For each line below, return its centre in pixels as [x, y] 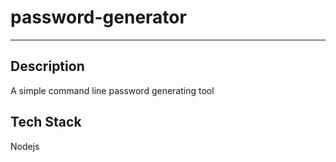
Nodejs [25, 146]
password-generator [98, 17]
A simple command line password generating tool [112, 90]
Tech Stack [46, 122]
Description [47, 66]
